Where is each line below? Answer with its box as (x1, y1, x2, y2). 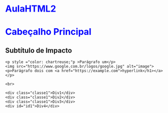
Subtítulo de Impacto (5, 46, 72, 54)
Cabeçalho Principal (5, 26, 92, 38)
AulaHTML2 (5, 3, 56, 15)
